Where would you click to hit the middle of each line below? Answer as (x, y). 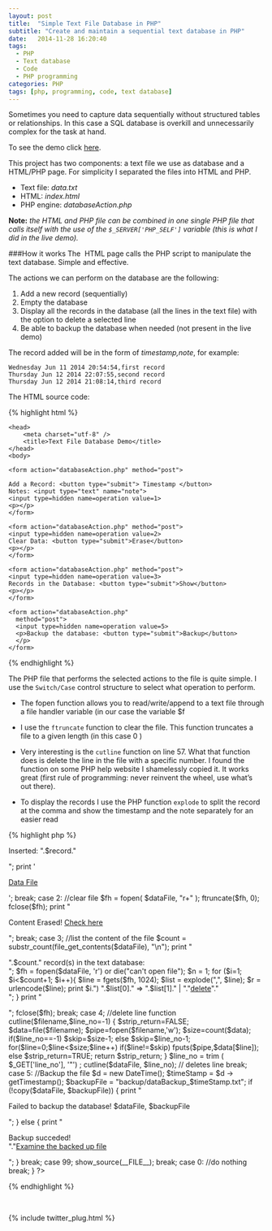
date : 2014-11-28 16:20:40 (58, 39)
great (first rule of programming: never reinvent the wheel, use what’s (136, 778)
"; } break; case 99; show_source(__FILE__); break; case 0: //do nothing (128, 1162)
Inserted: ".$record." (43, 851)
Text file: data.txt (49, 188)
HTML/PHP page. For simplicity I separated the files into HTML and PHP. (130, 172)
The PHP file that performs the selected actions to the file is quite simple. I (133, 678)
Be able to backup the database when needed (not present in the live (136, 328)
